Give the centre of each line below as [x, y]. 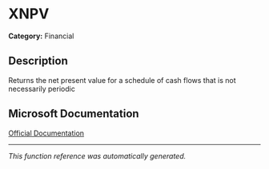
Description [38, 61]
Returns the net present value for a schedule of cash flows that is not [122, 80]
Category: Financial [41, 36]
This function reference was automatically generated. [97, 155]
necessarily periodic [42, 88]
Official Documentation [46, 133]
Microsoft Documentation [74, 114]
